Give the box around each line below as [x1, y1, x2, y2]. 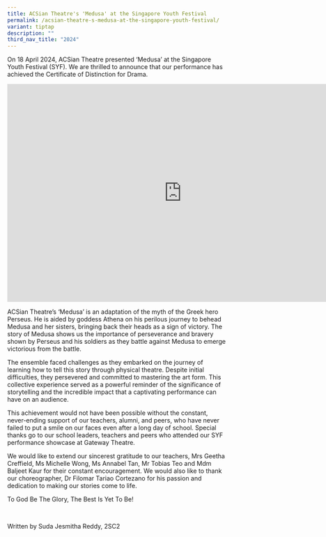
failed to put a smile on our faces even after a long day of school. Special [7, 423, 217, 432]
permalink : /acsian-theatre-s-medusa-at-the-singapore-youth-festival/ [7, 17, 219, 24]
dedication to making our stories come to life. [7, 482, 137, 490]
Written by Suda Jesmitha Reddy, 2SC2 [7, 522, 121, 531]
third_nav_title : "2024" [7, 36, 79, 43]
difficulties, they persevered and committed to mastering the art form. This [7, 373, 222, 381]
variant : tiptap [7, 23, 54, 30]
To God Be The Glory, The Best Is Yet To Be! [7, 495, 134, 504]
